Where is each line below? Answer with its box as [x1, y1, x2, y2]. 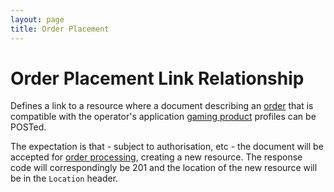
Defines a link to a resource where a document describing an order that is [10, 100, 314, 112]
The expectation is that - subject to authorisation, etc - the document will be [10, 141, 324, 153]
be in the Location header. [10, 172, 119, 185]
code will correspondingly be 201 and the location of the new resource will [10, 162, 318, 174]
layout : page [10, 14, 65, 25]
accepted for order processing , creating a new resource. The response [10, 151, 303, 163]
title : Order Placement [10, 24, 110, 34]
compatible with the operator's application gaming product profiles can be [10, 111, 317, 123]
